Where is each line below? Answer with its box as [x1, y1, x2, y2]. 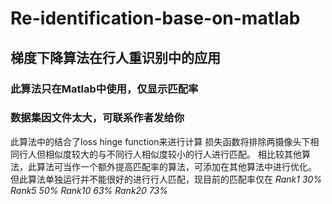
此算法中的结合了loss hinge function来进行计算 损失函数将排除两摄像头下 [10, 135, 311, 147]
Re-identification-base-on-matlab [10, 7, 301, 30]
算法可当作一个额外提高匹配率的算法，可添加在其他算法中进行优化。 [36, 160, 317, 172]
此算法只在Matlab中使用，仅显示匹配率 [10, 82, 199, 96]
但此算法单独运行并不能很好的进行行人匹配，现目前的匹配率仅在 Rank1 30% [10, 173, 323, 185]
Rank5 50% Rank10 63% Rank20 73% [10, 184, 168, 196]
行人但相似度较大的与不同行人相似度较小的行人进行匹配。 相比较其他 [18, 148, 302, 160]
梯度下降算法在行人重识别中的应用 [10, 49, 221, 66]
